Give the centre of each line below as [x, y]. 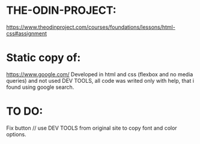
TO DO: [25, 111]
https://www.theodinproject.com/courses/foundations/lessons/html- [91, 27]
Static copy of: [44, 58]
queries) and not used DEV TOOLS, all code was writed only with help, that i [100, 80]
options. [17, 134]
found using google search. [40, 87]
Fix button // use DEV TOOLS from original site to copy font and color [92, 128]
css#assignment [26, 33]
